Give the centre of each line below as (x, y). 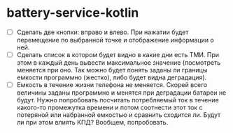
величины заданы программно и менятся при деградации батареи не (121, 93)
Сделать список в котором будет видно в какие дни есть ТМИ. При (118, 55)
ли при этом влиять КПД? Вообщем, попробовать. (92, 123)
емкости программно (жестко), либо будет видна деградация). (112, 77)
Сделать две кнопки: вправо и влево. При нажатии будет (103, 32)
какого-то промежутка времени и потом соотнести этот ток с (110, 108)
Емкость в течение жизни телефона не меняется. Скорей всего (112, 85)
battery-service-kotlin (73, 13)
